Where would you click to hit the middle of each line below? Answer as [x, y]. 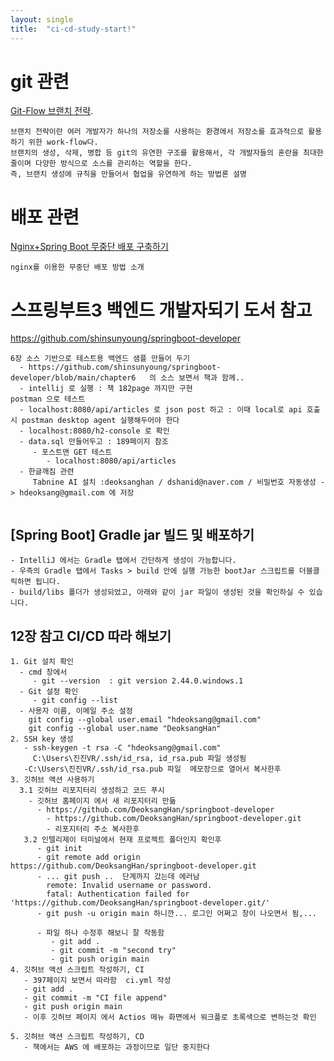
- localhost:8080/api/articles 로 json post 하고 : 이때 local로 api [161, 410]
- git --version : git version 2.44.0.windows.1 [138, 681]
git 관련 [40, 81]
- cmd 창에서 [43, 672]
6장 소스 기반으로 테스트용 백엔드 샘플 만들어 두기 [100, 359]
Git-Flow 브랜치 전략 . [52, 111]
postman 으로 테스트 [48, 399]
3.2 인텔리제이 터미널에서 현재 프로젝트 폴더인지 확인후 [122, 839]
